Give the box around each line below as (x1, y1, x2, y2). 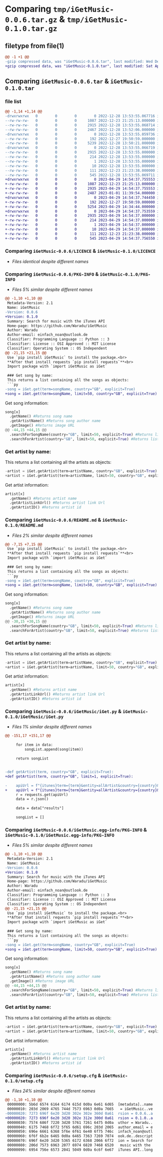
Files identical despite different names (12, 258, 89, 264)
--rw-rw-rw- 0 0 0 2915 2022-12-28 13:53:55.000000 (5, 150, 155, 155)
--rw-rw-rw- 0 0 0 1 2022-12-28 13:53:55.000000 (5, 159, 155, 164)
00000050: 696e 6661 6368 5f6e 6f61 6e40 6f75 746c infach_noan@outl (7, 1129, 153, 1134)
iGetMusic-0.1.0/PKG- (99, 271, 151, 277)
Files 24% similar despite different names (12, 1088, 96, 1094)
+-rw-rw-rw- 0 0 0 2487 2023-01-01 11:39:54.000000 (5, 191, 155, 196)
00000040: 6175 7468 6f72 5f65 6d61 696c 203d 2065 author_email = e (7, 1124, 153, 1130)
